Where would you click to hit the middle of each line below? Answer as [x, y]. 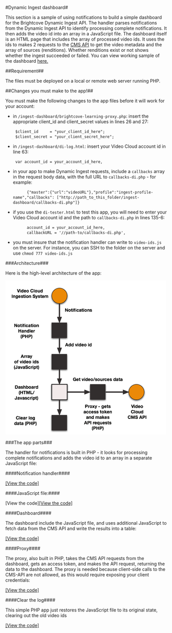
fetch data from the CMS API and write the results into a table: [71, 529]
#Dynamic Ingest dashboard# [37, 7]
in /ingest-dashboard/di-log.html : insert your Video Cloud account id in [89, 146]
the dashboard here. [27, 61]
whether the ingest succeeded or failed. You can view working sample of [83, 55]
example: [22, 182]
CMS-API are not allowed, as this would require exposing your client [77, 575]
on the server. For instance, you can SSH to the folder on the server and [89, 248]
